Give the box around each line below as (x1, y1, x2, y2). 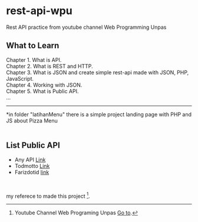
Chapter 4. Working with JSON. (6, 81, 82, 88)
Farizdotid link (14, 168, 49, 175)
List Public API (6, 140, 60, 151)
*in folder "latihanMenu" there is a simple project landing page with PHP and (6, 111, 192, 118)
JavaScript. (6, 75, 34, 82)
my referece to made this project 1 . (6, 191, 90, 200)
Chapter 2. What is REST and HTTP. (6, 62, 93, 69)
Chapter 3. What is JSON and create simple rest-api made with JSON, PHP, (6, 69, 189, 76)
